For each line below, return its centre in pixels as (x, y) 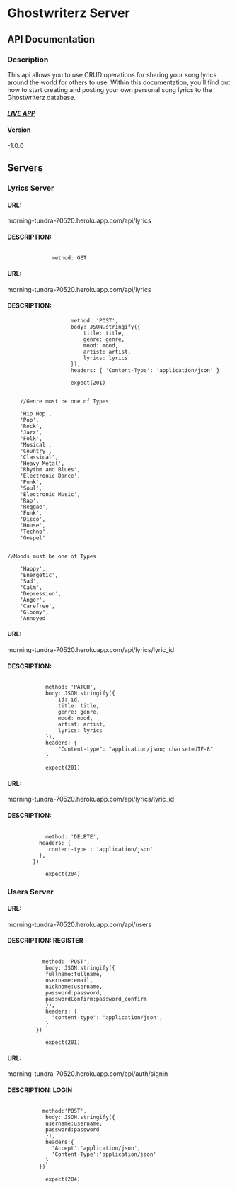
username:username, (74, 1124)
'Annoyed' (35, 618)
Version (19, 130)
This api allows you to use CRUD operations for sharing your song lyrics (112, 74)
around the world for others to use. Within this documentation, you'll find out (119, 82)
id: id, (69, 700)
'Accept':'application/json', (96, 1149)
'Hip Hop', (36, 414)
